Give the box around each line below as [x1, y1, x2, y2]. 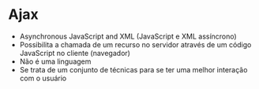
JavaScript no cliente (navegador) [19, 48, 130, 57]
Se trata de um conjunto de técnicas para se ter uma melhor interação [19, 65, 248, 74]
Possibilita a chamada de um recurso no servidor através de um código [19, 39, 252, 49]
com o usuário [19, 73, 67, 83]
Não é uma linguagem [19, 57, 92, 66]
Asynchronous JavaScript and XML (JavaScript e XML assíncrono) [19, 32, 237, 41]
